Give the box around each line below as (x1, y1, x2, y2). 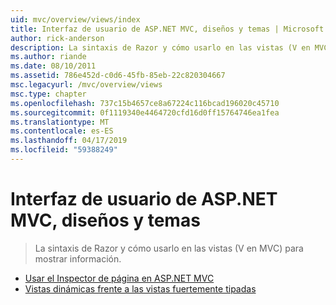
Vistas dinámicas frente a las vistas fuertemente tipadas (24, 282, 257, 295)
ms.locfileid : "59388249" (10, 145, 118, 155)
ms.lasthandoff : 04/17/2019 (10, 136, 128, 146)
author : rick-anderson (10, 33, 105, 43)
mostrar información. (34, 252, 122, 265)
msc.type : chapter (10, 89, 87, 99)
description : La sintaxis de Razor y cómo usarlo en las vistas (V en (10, 42, 311, 53)
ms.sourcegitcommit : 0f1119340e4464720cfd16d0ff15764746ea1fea (10, 107, 280, 118)
